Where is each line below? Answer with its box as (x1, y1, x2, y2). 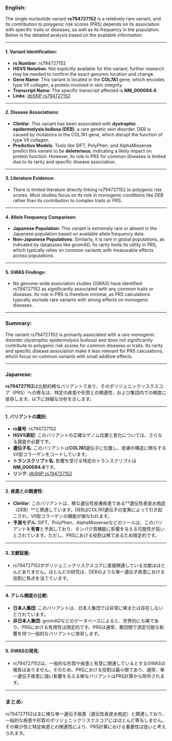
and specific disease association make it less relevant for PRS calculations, (5, 348, 164, 354)
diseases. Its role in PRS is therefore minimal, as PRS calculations (12, 291, 150, 298)
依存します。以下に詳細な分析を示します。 (5, 396, 95, 402)
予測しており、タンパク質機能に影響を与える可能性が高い (44, 526, 165, 532)
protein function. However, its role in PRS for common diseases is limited (12, 153, 166, 159)
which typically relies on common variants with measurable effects (12, 247, 154, 253)
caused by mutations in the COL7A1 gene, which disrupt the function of (12, 131, 163, 137)
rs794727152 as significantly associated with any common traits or (12, 286, 154, 292)
